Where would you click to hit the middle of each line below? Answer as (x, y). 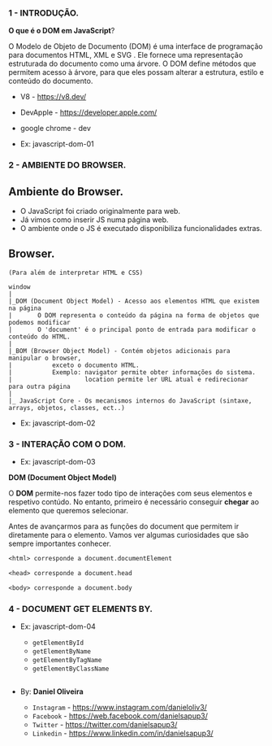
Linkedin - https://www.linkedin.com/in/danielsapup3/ (123, 733)
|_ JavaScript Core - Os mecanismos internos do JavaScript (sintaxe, (130, 401)
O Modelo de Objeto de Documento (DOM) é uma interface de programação (136, 46)
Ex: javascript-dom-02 (58, 423)
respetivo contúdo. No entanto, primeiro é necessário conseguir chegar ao (134, 502)
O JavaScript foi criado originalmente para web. (100, 212)
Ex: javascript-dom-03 (58, 462)
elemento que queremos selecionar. (68, 511)
